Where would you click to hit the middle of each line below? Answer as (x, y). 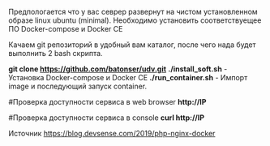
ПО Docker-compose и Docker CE (66, 29)
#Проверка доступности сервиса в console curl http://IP (107, 118)
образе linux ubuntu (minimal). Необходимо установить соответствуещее (135, 20)
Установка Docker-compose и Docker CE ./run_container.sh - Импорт (128, 77)
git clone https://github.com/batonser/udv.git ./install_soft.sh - (118, 69)
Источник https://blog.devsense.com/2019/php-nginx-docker (112, 133)
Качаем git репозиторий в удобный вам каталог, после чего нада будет (133, 45)
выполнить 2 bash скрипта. (56, 53)
